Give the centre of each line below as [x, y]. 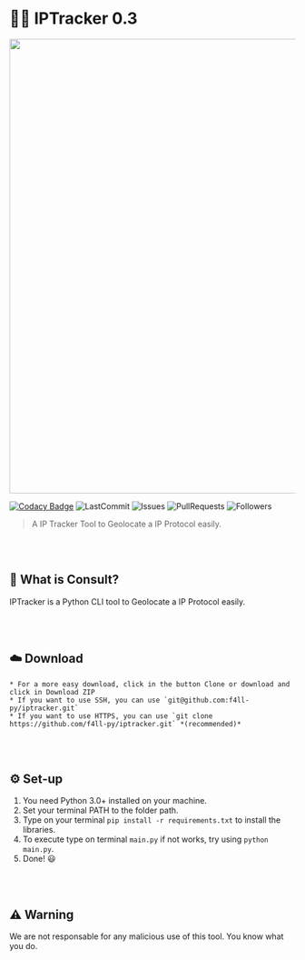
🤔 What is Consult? [64, 580]
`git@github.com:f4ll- [207, 700]
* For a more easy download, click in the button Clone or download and [150, 684]
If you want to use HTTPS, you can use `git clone [115, 716]
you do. [24, 946]
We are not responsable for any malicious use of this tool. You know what [147, 936]
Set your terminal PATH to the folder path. [100, 810]
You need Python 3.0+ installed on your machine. [114, 801]
